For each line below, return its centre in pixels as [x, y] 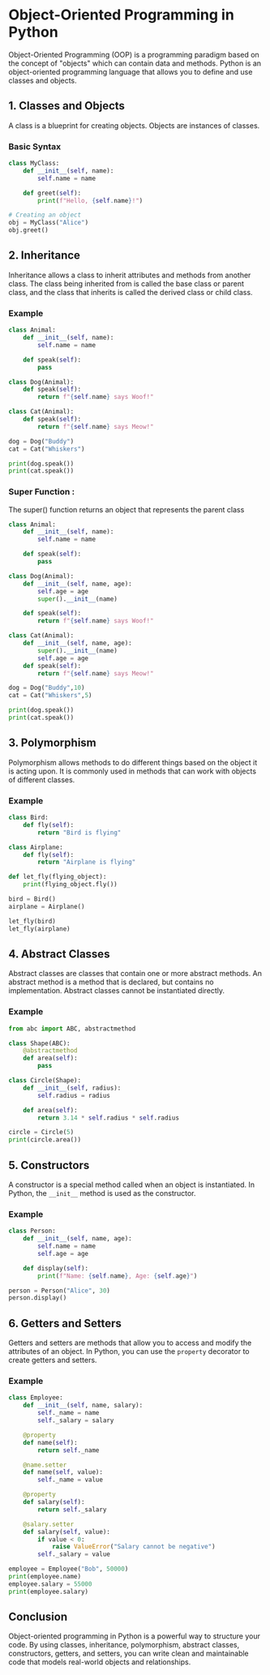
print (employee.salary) [49, 1591]
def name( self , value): [63, 1472]
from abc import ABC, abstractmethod [72, 1028]
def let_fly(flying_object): [58, 877]
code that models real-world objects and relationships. [100, 1662]
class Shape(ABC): [39, 1043]
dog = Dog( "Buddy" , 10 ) [47, 688]
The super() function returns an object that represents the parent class [126, 509]
